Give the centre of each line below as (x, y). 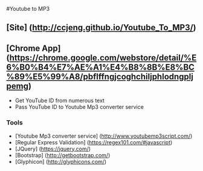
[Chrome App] (34, 48)
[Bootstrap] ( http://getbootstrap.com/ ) (63, 155)
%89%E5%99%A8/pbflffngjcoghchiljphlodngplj (100, 76)
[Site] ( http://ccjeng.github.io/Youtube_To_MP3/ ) (101, 27)
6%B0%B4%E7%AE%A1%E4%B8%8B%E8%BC (101, 67)
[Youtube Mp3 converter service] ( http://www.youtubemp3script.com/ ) (104, 136)
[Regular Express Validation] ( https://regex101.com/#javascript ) (94, 142)
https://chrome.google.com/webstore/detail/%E (103, 58)
